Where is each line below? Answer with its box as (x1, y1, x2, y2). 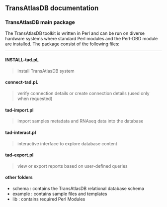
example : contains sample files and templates (12, 191, 107, 197)
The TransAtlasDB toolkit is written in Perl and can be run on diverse (5, 30, 145, 36)
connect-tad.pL (5, 79, 38, 85)
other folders (5, 174, 33, 181)
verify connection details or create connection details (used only (17, 91, 150, 97)
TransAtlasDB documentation (5, 4, 99, 12)
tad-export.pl (5, 152, 34, 158)
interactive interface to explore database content (17, 140, 118, 146)
